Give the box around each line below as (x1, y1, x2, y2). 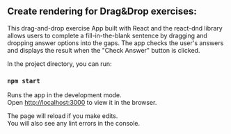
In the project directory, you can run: (7, 59, 112, 68)
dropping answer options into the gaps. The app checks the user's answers (7, 38, 224, 47)
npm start (7, 76, 40, 85)
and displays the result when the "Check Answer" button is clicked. (7, 46, 200, 54)
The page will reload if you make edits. (7, 112, 118, 120)
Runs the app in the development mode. (7, 91, 122, 99)
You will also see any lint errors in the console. (7, 119, 141, 128)
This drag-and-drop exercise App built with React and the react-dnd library (7, 24, 223, 32)
